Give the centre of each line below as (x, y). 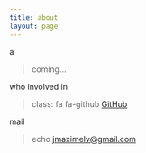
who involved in (38, 86)
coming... (49, 69)
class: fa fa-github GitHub (79, 103)
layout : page (34, 26)
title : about (34, 18)
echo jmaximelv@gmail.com (84, 139)
